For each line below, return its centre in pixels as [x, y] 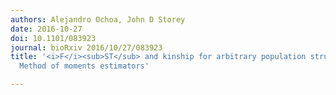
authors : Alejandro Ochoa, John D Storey [98, 19]
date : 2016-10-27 [46, 29]
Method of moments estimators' [84, 66]
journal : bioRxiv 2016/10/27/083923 [86, 47]
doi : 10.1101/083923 [53, 38]
